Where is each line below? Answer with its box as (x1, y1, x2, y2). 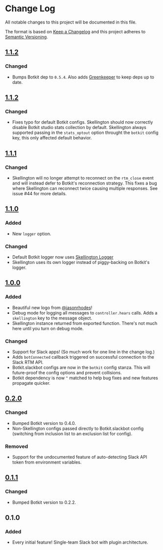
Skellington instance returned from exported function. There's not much (12, 320, 158, 326)
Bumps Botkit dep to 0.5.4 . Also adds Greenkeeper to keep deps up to (12, 74, 154, 80)
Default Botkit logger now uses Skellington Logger (12, 254, 114, 260)
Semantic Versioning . (5, 34, 48, 40)
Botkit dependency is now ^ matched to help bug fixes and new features (12, 375, 158, 381)
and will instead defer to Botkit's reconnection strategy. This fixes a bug (12, 180, 158, 186)
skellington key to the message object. (12, 315, 93, 321)
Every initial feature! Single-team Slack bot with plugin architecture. (12, 539, 148, 545)
